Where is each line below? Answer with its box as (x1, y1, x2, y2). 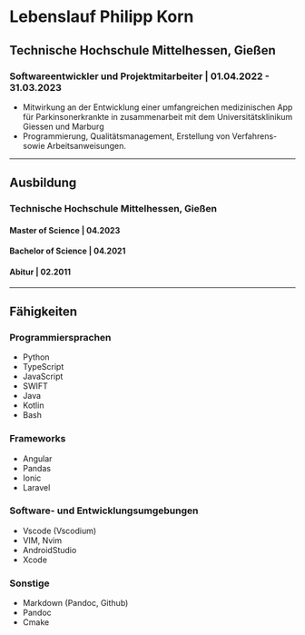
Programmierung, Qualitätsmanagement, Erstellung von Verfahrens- (22, 130, 278, 142)
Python (22, 352, 50, 362)
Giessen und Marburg (22, 121, 104, 132)
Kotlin (22, 400, 44, 411)
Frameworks (9, 432, 66, 445)
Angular (22, 452, 53, 464)
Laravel (22, 481, 51, 492)
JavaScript (22, 371, 64, 382)
